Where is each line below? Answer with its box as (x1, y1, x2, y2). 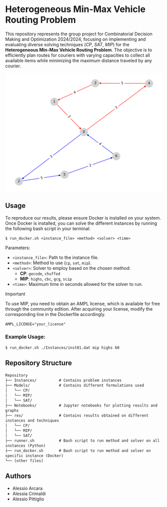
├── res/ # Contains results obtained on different (5, 413, 149, 418)
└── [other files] (5, 458, 43, 463)
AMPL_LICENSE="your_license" (5, 322, 66, 327)
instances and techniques (5, 418, 59, 423)
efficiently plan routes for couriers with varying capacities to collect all (5, 52, 150, 58)
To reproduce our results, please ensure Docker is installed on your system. (5, 215, 161, 221)
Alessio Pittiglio (12, 496, 44, 502)
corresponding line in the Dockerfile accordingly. (5, 311, 106, 317)
